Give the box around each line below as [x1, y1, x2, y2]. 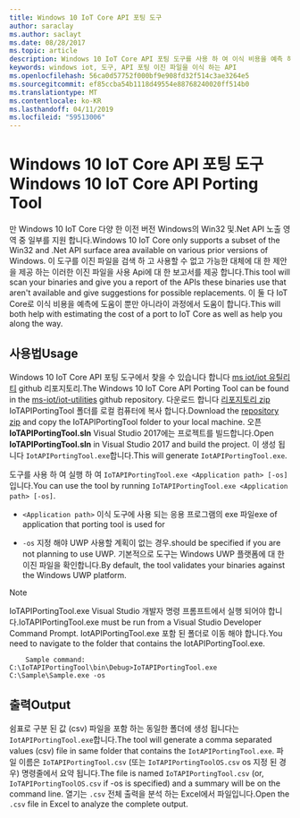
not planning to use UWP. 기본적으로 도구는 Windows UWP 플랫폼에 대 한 [21, 548, 285, 559]
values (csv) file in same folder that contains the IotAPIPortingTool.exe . [9, 745, 275, 756]
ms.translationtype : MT [9, 88, 98, 97]
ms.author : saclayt [9, 30, 82, 38]
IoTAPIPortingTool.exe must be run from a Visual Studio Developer [18, 617, 262, 627]
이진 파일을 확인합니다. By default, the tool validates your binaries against [21, 559, 286, 570]
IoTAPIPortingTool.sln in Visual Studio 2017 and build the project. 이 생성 [9, 439, 277, 449]
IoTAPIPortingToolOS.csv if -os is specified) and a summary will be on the [9, 778, 281, 788]
